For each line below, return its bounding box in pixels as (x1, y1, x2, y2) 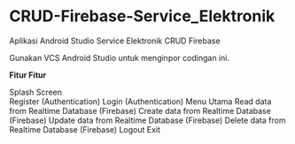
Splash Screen (9, 87, 63, 97)
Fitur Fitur (9, 69, 47, 80)
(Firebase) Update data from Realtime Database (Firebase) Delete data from (9, 115, 286, 125)
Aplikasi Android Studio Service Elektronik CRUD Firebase (9, 35, 221, 46)
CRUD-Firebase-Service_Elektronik (9, 6, 276, 27)
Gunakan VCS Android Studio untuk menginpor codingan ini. (9, 52, 230, 63)
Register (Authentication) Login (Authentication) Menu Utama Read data (9, 95, 272, 107)
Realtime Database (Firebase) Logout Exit (9, 124, 161, 134)
